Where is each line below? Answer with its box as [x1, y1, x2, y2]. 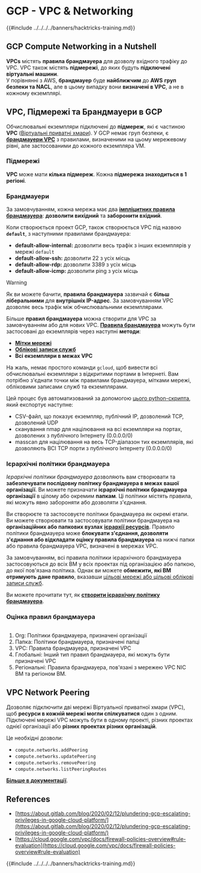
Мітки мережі [14, 340, 52, 347]
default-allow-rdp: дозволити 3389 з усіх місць [14, 261, 137, 268]
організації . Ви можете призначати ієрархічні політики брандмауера [6, 486, 187, 494]
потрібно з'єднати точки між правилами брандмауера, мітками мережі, [6, 377, 191, 384]
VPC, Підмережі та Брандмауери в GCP [6, 107, 163, 117]
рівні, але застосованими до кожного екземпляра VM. [6, 142, 146, 149]
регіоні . [6, 177, 26, 184]
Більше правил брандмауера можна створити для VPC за [6, 315, 157, 322]
